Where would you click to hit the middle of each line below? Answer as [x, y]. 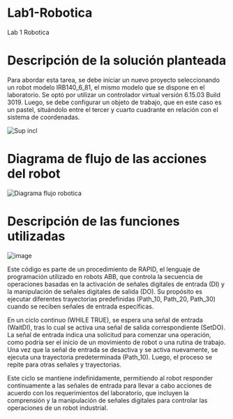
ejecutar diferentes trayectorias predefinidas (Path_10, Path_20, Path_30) [112, 299]
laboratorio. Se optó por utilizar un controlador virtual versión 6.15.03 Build [114, 94]
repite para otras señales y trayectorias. [65, 364]
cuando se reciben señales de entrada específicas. [81, 306]
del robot [34, 174]
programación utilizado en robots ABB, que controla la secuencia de [105, 276]
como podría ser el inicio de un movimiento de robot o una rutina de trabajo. [116, 342]
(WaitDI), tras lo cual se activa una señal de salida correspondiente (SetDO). [116, 327]
